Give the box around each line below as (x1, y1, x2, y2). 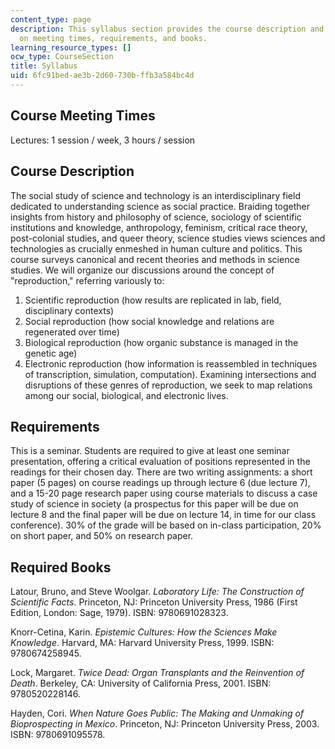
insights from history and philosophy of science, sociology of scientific (10, 211, 302, 223)
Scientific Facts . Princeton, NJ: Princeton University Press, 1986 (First (10, 596, 298, 608)
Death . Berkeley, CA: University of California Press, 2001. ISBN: (10, 677, 272, 690)
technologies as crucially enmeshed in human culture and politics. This (10, 242, 303, 255)
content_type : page (10, 14, 92, 25)
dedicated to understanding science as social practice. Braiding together (10, 200, 311, 212)
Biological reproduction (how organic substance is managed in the (24, 336, 299, 348)
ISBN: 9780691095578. (10, 729, 106, 741)
